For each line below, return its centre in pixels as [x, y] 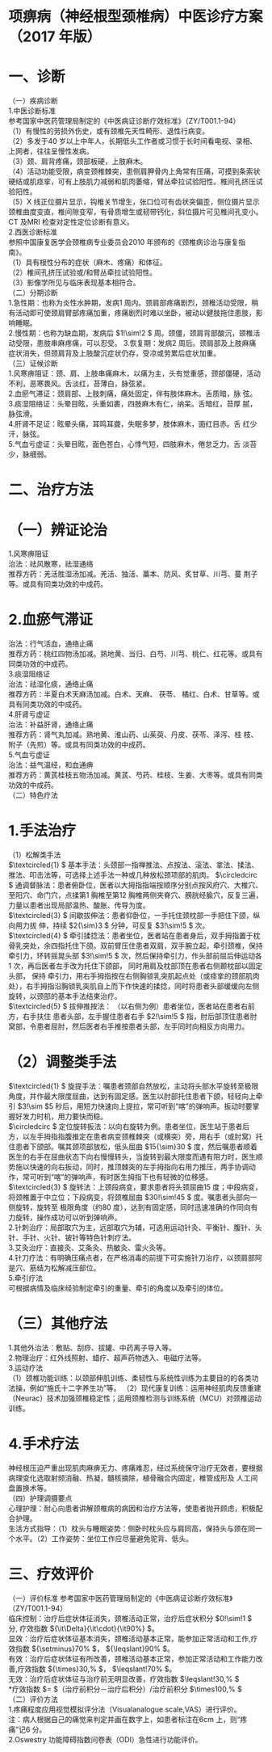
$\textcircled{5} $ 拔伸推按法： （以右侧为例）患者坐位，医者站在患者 [125, 1006]
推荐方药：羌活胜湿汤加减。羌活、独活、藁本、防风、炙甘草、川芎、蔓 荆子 [133, 574]
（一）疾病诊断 [33, 101]
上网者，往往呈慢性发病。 [51, 151]
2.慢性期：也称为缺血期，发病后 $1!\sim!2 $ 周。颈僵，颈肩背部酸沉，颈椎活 [134, 333]
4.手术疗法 [44, 1444]
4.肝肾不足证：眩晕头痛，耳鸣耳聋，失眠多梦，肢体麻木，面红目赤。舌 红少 [133, 424]
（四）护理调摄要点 [40, 1498]
